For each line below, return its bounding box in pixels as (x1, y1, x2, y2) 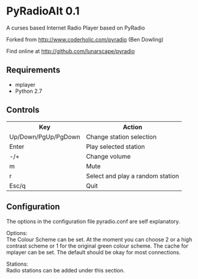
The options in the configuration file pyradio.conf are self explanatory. (6, 218, 180, 225)
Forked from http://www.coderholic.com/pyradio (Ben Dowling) (6, 36, 164, 43)
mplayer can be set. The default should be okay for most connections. (6, 248, 181, 255)
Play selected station (86, 142, 145, 151)
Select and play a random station (86, 172, 179, 180)
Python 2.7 (14, 87, 42, 95)
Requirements (6, 65, 60, 75)
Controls (6, 105, 40, 115)
